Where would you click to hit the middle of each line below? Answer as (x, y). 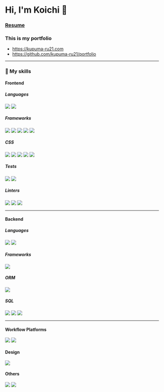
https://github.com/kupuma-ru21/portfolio (54, 54)
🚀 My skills (18, 71)
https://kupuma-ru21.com (38, 49)
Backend (14, 219)
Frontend (15, 83)
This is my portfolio (29, 39)
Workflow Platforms (26, 330)
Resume (15, 25)
